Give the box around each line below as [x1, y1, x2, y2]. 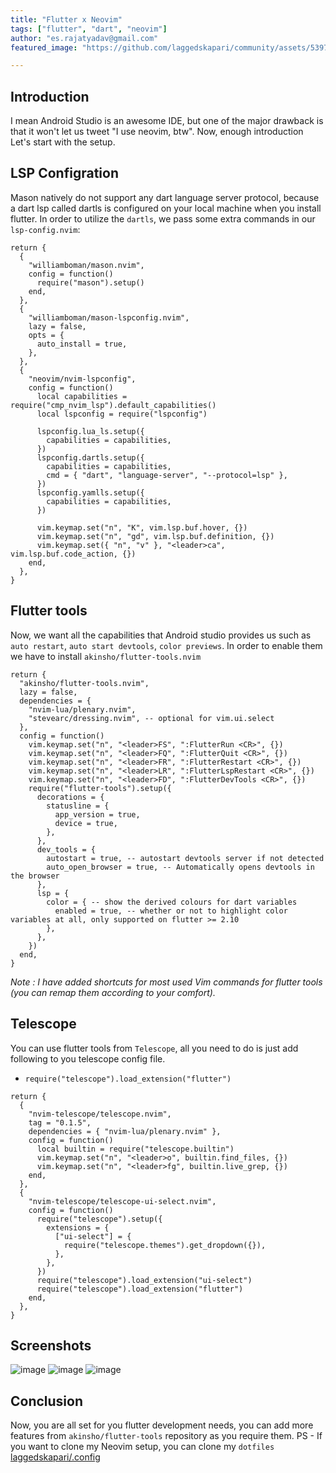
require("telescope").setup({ [36, 1214, 163, 1224]
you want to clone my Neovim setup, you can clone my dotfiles [10, 1441, 275, 1453]
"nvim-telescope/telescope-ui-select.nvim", [28, 1196, 217, 1206]
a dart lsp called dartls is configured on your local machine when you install [10, 202, 322, 214]
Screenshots [10, 1337, 92, 1354]
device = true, [54, 818, 118, 828]
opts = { [28, 330, 65, 340]
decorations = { [36, 792, 105, 802]
